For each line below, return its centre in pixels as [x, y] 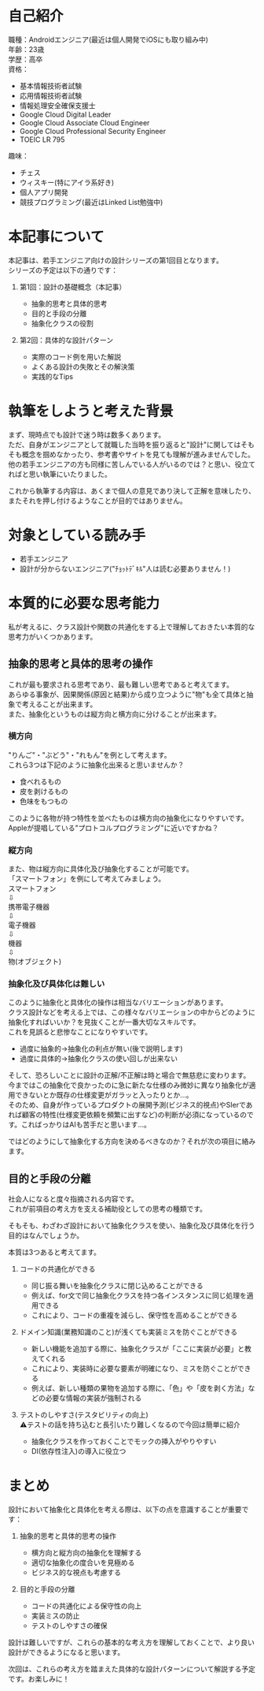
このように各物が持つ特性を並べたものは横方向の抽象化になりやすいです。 [128, 818]
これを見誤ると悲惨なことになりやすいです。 [80, 1032]
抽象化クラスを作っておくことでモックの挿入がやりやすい [124, 1441]
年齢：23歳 [26, 49]
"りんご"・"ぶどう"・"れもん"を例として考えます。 [90, 754]
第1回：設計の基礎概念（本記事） [73, 287]
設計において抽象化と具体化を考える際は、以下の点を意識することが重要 [125, 1510]
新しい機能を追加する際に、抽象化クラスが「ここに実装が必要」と [138, 1349]
